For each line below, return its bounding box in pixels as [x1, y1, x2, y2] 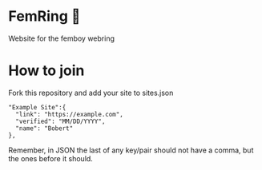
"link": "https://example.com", [15, 110, 124, 118]
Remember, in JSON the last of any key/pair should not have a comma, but [8, 145, 254, 155]
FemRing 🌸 [8, 7, 81, 26]
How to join [8, 61, 85, 80]
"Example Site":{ [8, 103, 67, 111]
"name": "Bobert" [15, 124, 74, 132]
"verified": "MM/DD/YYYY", [15, 117, 106, 125]
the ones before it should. [8, 153, 94, 163]
